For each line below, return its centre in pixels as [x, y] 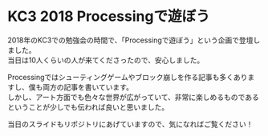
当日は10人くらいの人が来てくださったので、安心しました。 [106, 60]
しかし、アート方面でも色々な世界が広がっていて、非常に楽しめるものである [134, 97]
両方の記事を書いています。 [88, 87]
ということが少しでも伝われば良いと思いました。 [88, 107]
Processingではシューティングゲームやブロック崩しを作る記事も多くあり [128, 77]
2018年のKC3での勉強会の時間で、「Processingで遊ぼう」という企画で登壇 [130, 40]
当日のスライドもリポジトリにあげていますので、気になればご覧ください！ [130, 124]
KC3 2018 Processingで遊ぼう [109, 16]
